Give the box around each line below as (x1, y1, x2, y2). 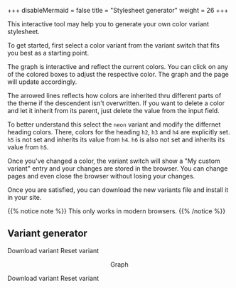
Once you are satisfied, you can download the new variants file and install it (7, 186, 229, 194)
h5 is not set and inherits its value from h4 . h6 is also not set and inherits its (7, 135, 225, 144)
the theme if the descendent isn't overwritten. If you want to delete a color (7, 99, 225, 107)
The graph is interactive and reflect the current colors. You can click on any (7, 63, 229, 70)
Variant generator (7, 228, 87, 240)
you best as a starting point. (7, 49, 90, 57)
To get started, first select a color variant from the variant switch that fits (7, 41, 220, 49)
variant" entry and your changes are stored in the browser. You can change (7, 164, 228, 173)
